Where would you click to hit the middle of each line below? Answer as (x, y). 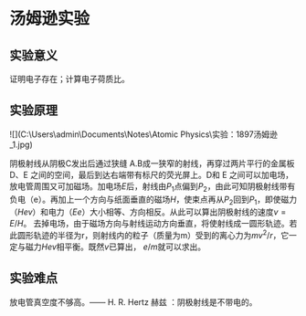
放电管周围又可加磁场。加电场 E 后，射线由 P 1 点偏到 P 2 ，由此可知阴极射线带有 (153, 187)
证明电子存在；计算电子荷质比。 (69, 79)
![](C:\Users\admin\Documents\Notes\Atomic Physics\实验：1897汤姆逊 (144, 134)
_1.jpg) (21, 144)
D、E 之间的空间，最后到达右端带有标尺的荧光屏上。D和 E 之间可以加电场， (152, 174)
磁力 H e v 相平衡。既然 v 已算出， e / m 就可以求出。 (116, 247)
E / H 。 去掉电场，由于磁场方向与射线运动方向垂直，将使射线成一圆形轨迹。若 (153, 224)
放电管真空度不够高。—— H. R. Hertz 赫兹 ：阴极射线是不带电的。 (133, 301)
